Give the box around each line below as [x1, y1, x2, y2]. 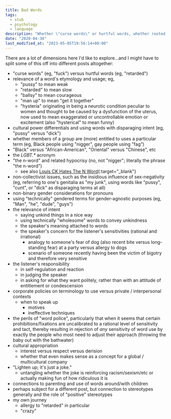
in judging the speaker [20, 271, 68, 278]
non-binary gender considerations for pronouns [12, 190, 113, 196]
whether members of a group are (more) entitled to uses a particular [12, 135, 157, 141]
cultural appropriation [12, 342, 59, 348]
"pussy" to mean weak [20, 81, 68, 87]
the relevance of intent [12, 206, 60, 213]
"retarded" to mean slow [20, 87, 72, 93]
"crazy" [20, 408, 37, 414]
